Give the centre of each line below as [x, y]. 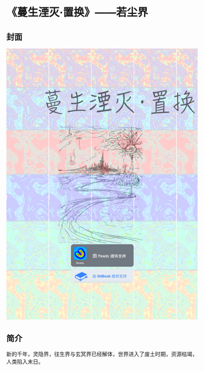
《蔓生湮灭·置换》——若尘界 [77, 12]
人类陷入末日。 [25, 362]
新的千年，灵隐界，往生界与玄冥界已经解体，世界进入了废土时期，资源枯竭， [102, 354]
